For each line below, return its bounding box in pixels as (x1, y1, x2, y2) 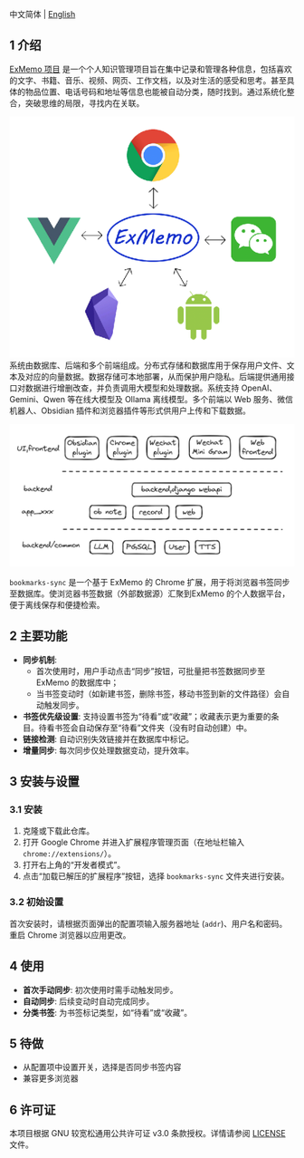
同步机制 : (22, 654, 57, 665)
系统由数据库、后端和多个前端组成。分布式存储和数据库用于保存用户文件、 (9, 360, 287, 371)
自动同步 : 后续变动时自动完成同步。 (22, 996, 155, 1007)
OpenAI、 (241, 382, 278, 393)
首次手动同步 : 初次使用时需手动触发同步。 (22, 984, 178, 995)
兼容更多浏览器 (22, 1073, 79, 1084)
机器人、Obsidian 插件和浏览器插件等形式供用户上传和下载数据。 (9, 405, 252, 416)
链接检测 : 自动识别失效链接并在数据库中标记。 (22, 733, 195, 744)
